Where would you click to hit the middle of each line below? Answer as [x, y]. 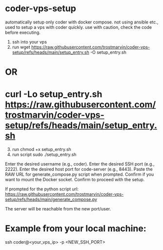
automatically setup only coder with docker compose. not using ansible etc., [82, 22]
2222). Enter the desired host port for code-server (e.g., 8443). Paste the [79, 169]
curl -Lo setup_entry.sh [54, 94]
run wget [21, 47]
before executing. [23, 32]
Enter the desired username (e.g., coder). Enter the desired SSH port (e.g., [80, 164]
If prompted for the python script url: [42, 189]
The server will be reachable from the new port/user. [58, 209]
